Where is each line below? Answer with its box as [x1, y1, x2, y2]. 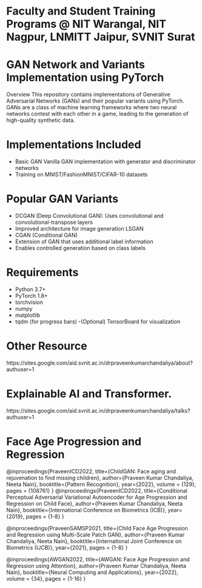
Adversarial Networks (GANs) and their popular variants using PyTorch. [6, 97, 184, 104]
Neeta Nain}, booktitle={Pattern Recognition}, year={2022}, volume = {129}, [6, 481, 197, 488]
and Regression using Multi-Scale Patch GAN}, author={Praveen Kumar [6, 531, 185, 538]
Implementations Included [6, 138, 141, 152]
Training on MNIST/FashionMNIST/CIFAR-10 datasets [15, 171, 148, 178]
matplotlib [15, 311, 41, 319]
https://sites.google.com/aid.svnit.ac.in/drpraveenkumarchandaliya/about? [6, 359, 193, 367]
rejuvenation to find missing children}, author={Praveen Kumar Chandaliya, [6, 474, 194, 481]
